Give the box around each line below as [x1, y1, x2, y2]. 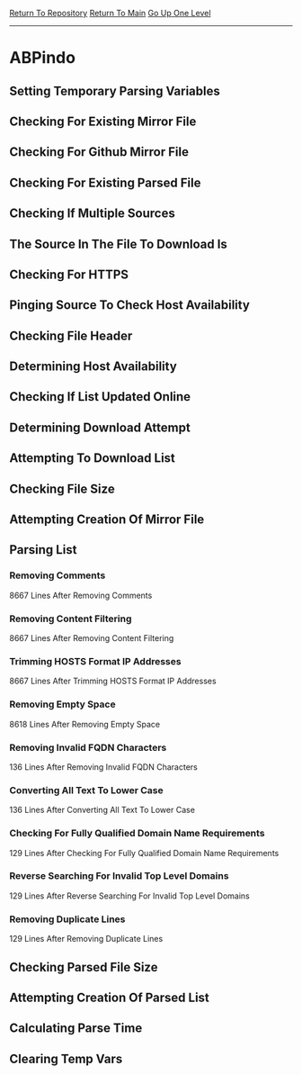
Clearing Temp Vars [9, 1051, 123, 1066]
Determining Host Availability [9, 359, 177, 375]
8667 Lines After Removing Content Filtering [9, 633, 174, 644]
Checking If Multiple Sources [9, 206, 175, 221]
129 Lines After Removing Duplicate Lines [9, 934, 164, 944]
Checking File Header [9, 328, 133, 343]
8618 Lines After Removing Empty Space [9, 718, 160, 729]
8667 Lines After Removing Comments [9, 590, 153, 601]
